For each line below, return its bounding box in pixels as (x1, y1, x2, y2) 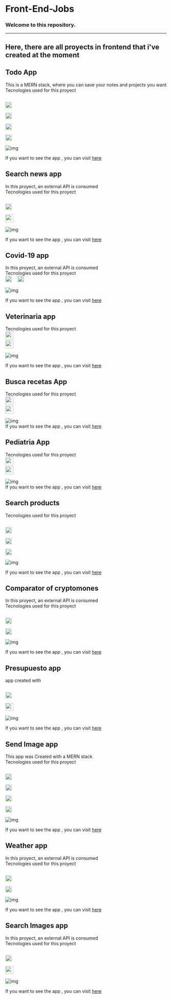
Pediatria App (5, 438, 50, 447)
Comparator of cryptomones (5, 584, 99, 592)
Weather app (5, 841, 48, 850)
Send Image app (5, 740, 58, 748)
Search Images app (5, 921, 68, 930)
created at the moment (5, 51, 80, 59)
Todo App (5, 68, 37, 77)
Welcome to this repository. (5, 21, 76, 29)
